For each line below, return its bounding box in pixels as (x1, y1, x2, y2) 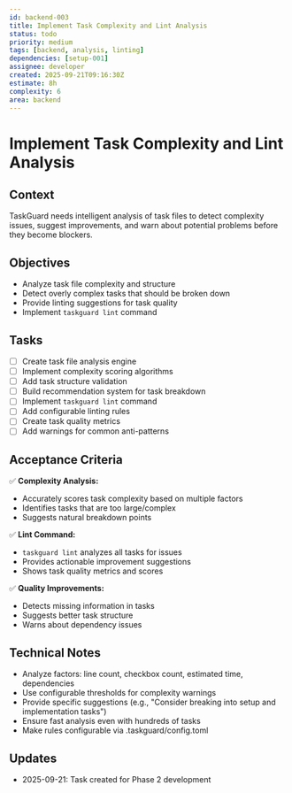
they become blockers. (9, 229, 93, 240)
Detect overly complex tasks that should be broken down (21, 289, 231, 299)
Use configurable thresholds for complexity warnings (21, 688, 217, 698)
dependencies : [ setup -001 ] (9, 54, 109, 63)
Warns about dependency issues (21, 620, 142, 630)
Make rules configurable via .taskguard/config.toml (21, 725, 209, 735)
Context (9, 187, 55, 202)
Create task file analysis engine (21, 356, 137, 366)
